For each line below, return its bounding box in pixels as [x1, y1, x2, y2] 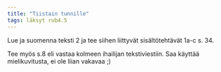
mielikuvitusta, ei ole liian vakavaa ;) [7, 57, 111, 65]
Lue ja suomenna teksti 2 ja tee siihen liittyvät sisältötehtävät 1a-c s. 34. [7, 36, 215, 44]
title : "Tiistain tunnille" [7, 10, 90, 17]
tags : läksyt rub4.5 [7, 17, 68, 24]
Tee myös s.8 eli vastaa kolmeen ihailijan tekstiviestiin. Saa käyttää [7, 50, 200, 58]
